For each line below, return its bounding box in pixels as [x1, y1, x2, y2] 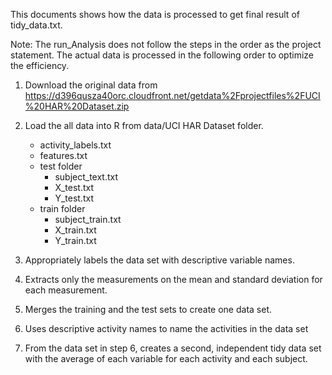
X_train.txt [54, 224, 97, 236]
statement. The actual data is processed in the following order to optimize [10, 49, 315, 61]
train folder [39, 203, 86, 214]
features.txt [39, 150, 88, 161]
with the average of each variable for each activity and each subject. [24, 353, 308, 364]
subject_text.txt [54, 171, 119, 183]
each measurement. [24, 284, 108, 296]
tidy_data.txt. [10, 19, 63, 31]
